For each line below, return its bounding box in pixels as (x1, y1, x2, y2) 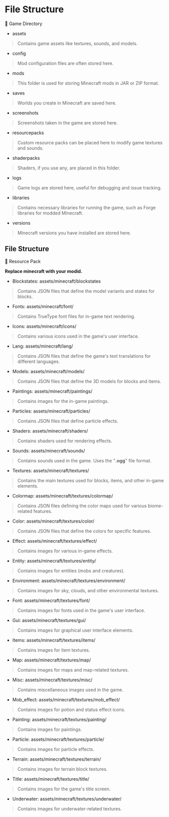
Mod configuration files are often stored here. (17, 60, 114, 66)
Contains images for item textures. (17, 647, 91, 653)
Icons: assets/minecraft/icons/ (12, 323, 77, 329)
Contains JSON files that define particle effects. (17, 418, 118, 424)
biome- (147, 503, 163, 509)
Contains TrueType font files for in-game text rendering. (17, 313, 136, 319)
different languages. (17, 358, 60, 364)
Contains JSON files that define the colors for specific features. (17, 528, 152, 534)
